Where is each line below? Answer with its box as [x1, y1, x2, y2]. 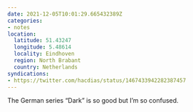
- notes [7, 24, 31, 31]
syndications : [7, 70, 50, 77]
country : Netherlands [14, 63, 78, 71]
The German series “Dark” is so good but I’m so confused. [7, 96, 179, 105]
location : [7, 30, 37, 38]
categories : [7, 17, 43, 24]
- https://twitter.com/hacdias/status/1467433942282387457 [7, 76, 187, 84]
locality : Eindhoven [14, 51, 75, 58]
